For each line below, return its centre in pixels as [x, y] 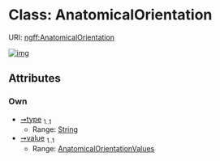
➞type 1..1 [36, 120]
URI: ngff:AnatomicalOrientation [62, 37]
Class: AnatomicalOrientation [110, 15]
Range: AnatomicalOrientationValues [93, 149]
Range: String [55, 129]
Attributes [35, 78]
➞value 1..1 [37, 139]
